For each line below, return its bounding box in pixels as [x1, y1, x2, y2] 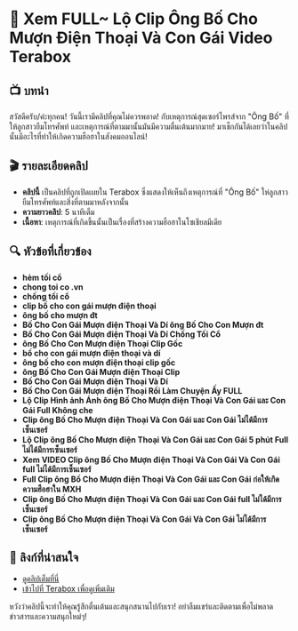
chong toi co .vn [21, 281, 84, 292]
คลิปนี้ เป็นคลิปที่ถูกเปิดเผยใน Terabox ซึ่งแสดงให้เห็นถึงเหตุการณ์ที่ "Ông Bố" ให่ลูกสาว [21, 187, 289, 197]
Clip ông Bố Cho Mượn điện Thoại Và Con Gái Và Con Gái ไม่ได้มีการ [21, 514, 267, 524]
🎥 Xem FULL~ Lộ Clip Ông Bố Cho [9, 9, 258, 29]
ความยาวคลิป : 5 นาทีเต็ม [21, 206, 95, 217]
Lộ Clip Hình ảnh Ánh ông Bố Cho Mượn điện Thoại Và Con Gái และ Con [21, 395, 286, 405]
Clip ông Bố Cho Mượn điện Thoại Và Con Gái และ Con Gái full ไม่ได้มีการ [21, 493, 282, 504]
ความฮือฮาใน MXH [21, 483, 82, 494]
